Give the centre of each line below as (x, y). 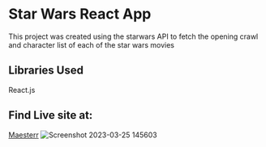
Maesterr (24, 135)
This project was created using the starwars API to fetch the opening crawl (133, 36)
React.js (22, 90)
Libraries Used (46, 71)
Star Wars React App (80, 14)
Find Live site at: (51, 115)
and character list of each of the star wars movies (91, 44)
